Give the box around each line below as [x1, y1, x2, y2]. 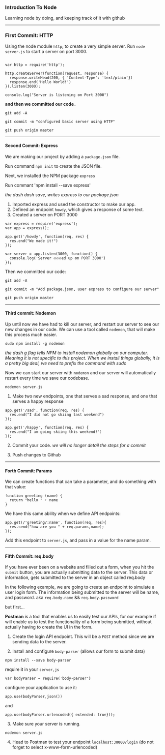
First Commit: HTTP [5, 32, 54, 39]
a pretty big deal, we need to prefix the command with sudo [5, 361, 127, 366]
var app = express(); [5, 225, 50, 230]
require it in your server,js [5, 666, 59, 672]
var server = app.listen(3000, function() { [5, 251, 98, 256]
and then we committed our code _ [5, 101, 76, 107]
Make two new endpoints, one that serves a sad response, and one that [12, 393, 157, 399]
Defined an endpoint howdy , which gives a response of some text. [12, 206, 144, 212]
